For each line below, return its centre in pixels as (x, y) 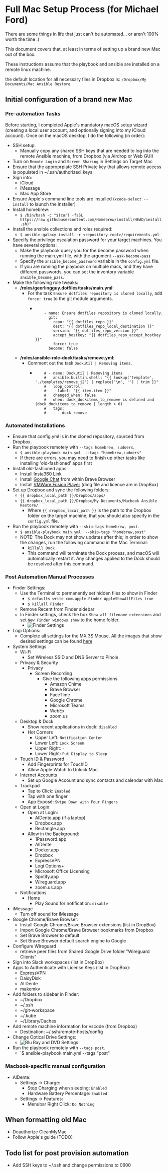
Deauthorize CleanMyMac (39, 1132)
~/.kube (28, 1016)
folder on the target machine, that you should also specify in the (94, 516)
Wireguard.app (50, 882)
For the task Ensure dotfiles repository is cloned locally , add (95, 293)
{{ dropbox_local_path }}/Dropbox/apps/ (63, 495)
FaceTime (60, 695)
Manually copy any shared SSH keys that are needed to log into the (90, 151)
